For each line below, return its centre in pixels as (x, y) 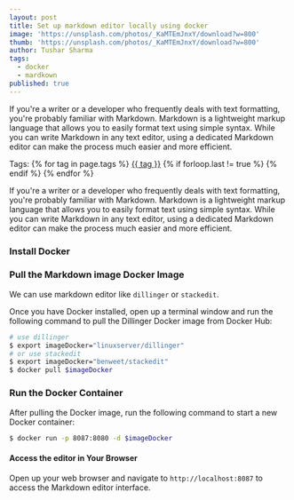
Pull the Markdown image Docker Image (97, 274)
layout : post (33, 17)
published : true (39, 83)
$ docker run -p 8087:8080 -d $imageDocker (91, 438)
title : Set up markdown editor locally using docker (109, 26)
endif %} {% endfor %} (52, 173)
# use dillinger (39, 337)
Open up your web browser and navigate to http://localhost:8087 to (136, 478)
